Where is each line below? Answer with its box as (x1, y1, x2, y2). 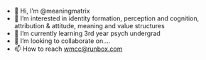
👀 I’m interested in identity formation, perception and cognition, (13, 14, 200, 23)
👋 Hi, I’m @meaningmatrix (13, 7, 90, 15)
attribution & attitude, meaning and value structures (13, 22, 165, 30)
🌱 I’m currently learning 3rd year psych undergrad (13, 29, 161, 37)
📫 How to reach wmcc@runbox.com (13, 44, 123, 53)
